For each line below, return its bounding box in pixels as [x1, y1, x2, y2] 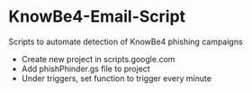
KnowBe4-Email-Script [8, 6, 186, 27]
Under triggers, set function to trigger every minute [21, 72, 212, 83]
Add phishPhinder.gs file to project [21, 63, 150, 74]
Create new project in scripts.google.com [21, 53, 175, 64]
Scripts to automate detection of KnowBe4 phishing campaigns [8, 36, 244, 47]
